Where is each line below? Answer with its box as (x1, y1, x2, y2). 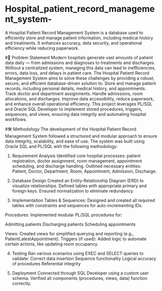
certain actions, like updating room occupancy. (5, 241, 99, 247)
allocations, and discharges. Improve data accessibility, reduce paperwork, (5, 96, 155, 101)
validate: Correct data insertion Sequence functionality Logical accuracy (12, 256, 156, 261)
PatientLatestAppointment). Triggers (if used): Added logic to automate (5, 236, 147, 242)
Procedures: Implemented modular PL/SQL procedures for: (5, 212, 122, 218)
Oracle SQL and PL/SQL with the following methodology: (5, 143, 118, 149)
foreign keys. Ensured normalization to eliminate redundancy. (12, 188, 134, 194)
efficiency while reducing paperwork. (5, 45, 80, 51)
